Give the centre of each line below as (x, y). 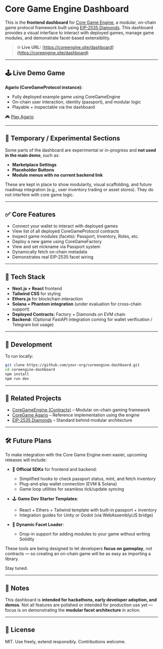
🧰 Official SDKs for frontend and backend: (54, 469)
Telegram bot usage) (33, 325)
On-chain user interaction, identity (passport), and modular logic (76, 102)
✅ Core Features (30, 214)
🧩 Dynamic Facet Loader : (38, 525)
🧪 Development (29, 344)
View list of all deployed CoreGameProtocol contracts (65, 231)
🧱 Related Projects (33, 398)
